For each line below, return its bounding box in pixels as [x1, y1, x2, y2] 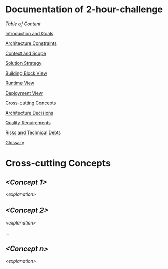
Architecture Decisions [5, 109, 54, 116]
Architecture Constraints [5, 40, 57, 47]
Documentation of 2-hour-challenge [5, 4, 163, 15]
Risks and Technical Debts [5, 129, 61, 136]
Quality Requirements [5, 119, 51, 126]
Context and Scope [5, 50, 46, 56]
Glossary [5, 139, 25, 145]
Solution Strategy [5, 60, 42, 66]
